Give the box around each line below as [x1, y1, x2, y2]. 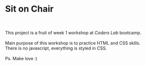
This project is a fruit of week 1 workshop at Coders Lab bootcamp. [5, 30, 142, 35]
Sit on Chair [5, 3, 54, 15]
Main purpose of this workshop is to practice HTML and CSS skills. [5, 40, 141, 46]
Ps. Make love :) [5, 55, 38, 61]
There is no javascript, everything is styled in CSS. [5, 45, 107, 51]
